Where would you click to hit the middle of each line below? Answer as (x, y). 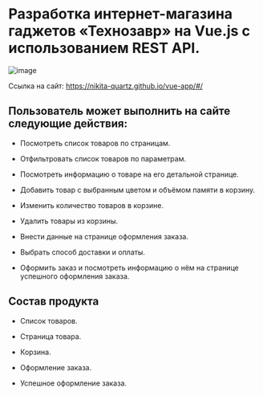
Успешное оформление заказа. (73, 383)
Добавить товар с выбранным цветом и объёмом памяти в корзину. (138, 190)
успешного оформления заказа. (75, 276)
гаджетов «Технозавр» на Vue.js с (129, 31)
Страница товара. (51, 336)
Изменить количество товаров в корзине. (92, 205)
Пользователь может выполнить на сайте (119, 111)
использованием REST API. (104, 48)
